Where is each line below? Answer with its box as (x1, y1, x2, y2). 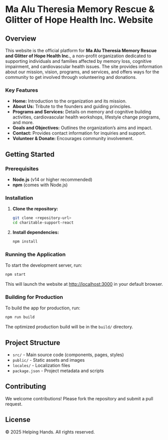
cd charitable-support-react (12, 220, 74, 226)
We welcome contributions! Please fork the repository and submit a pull (5, 395, 153, 401)
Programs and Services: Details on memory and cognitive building (12, 109, 152, 115)
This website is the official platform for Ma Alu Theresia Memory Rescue (5, 48, 157, 53)
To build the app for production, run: (5, 305, 80, 311)
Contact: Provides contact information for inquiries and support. (12, 130, 146, 136)
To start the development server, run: (5, 262, 82, 268)
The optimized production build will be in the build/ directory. (5, 324, 133, 330)
